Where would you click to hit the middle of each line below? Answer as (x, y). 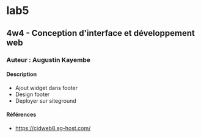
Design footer (32, 94)
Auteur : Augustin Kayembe (48, 60)
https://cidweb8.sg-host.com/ (53, 128)
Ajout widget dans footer (46, 88)
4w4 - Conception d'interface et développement (101, 33)
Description (22, 74)
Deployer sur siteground (46, 100)
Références (21, 115)
